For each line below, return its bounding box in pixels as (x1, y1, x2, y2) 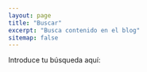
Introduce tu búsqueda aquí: (8, 55, 101, 65)
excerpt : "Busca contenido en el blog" (8, 26, 141, 34)
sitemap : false (8, 33, 59, 42)
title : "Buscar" (8, 19, 62, 27)
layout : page (8, 11, 52, 20)
